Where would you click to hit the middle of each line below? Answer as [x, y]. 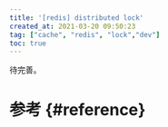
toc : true [28, 43]
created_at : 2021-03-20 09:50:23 [73, 26]
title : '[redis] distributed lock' [77, 18]
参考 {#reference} [78, 110]
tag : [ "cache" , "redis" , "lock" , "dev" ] [85, 34]
